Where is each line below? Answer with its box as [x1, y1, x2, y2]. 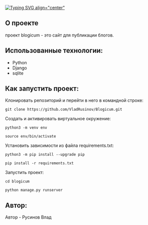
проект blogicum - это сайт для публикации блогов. [5, 32, 114, 38]
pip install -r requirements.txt [5, 161, 74, 166]
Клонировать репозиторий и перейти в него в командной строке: [5, 97, 144, 103]
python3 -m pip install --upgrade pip [5, 152, 85, 157]
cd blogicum [5, 179, 30, 184]
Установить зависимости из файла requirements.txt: [5, 142, 114, 148]
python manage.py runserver [5, 188, 63, 193]
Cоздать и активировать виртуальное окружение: [5, 116, 111, 122]
